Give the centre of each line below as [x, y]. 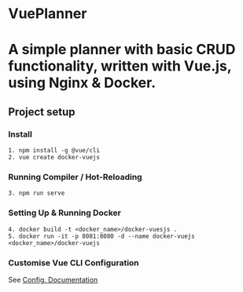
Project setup [42, 112]
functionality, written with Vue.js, [120, 66]
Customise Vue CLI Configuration [74, 262]
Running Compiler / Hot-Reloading [75, 177]
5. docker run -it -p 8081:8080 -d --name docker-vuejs [101, 236]
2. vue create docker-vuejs [54, 158]
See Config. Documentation [53, 279]
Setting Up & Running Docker [65, 213]
